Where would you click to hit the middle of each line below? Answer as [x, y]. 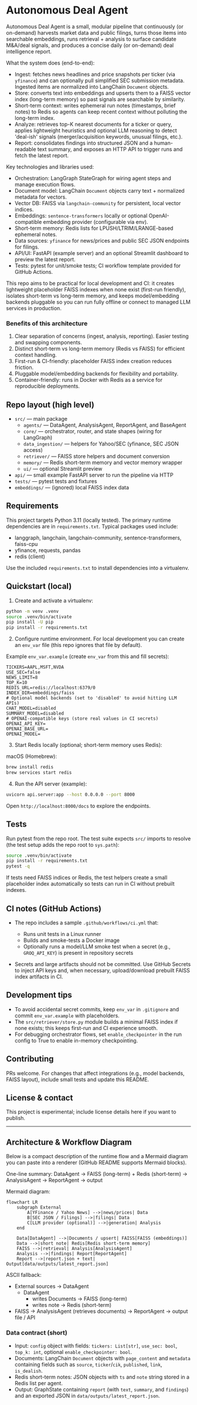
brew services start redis [39, 773]
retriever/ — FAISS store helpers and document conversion [96, 457]
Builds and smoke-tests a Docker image [72, 940]
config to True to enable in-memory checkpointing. [76, 1040]
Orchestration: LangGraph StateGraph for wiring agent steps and [93, 178]
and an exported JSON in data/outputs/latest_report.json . [87, 1396]
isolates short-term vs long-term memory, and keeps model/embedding [93, 296]
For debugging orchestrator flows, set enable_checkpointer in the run [98, 1034]
